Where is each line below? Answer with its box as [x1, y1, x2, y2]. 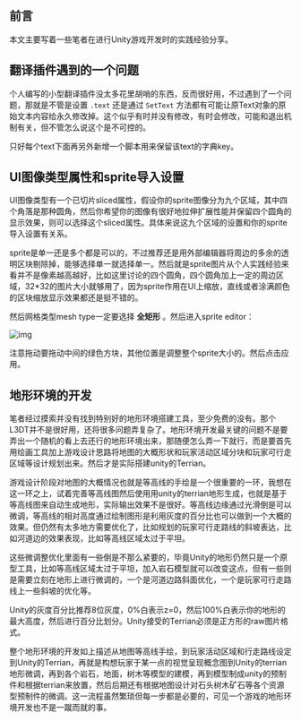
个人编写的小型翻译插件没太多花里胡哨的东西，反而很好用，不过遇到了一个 [9, 88, 284, 99]
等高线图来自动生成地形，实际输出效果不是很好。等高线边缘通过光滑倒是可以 [9, 500, 292, 511]
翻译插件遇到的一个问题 [9, 63, 139, 78]
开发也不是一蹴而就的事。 [16, 702, 112, 713]
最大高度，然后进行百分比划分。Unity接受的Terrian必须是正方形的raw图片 [9, 616, 280, 627]
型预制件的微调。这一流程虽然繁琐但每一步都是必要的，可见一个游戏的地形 [9, 691, 284, 701]
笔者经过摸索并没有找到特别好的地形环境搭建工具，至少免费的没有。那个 [9, 413, 276, 424]
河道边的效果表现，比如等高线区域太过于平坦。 [16, 533, 190, 544]
